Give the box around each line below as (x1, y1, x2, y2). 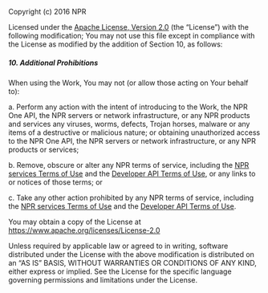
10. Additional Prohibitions (8, 58, 99, 67)
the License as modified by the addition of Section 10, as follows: (8, 39, 223, 49)
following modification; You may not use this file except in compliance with (8, 31, 255, 40)
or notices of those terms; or (8, 177, 103, 187)
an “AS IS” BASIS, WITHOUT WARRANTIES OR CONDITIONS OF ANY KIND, (8, 258, 257, 267)
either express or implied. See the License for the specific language (8, 267, 232, 276)
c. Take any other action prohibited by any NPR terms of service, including (8, 193, 254, 202)
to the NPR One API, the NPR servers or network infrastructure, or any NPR (8, 136, 257, 145)
